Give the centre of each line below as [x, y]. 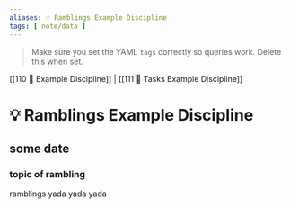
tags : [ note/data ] [48, 26]
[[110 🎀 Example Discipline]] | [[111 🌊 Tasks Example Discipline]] [126, 78]
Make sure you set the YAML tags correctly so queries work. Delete [156, 51]
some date [40, 149]
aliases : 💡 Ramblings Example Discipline [88, 18]
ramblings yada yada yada [58, 194]
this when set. [57, 61]
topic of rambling [48, 174]
